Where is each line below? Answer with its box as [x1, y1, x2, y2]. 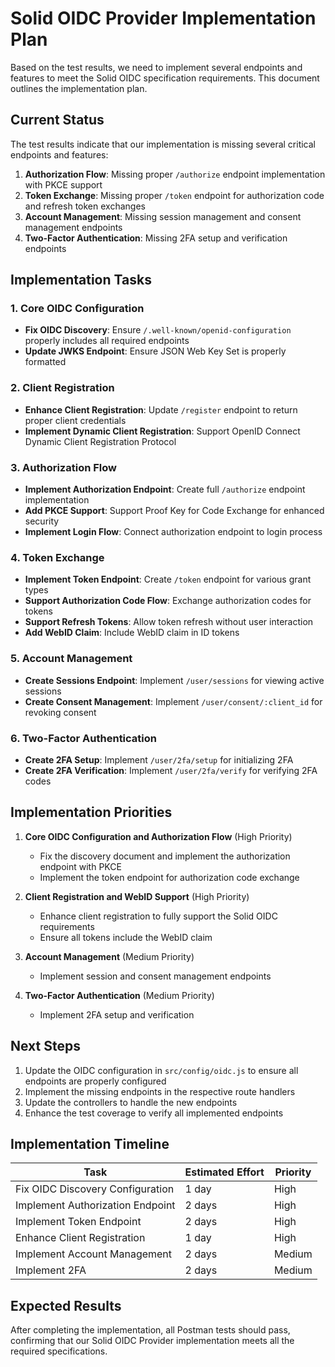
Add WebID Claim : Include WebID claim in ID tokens [24, 627, 240, 639]
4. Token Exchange [10, 550, 105, 564]
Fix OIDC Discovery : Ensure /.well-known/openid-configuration [24, 324, 292, 336]
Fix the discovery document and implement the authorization [39, 850, 291, 862]
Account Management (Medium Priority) [24, 950, 195, 962]
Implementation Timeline [10, 1135, 170, 1152]
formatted [24, 356, 67, 368]
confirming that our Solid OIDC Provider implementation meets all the [10, 1335, 295, 1347]
